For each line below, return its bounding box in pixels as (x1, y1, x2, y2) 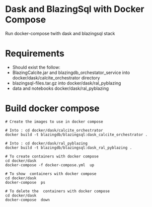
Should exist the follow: (12, 64, 61, 70)
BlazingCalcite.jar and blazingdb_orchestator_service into (12, 69, 130, 75)
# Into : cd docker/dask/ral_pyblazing (5, 140, 88, 146)
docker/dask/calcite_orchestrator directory (12, 74, 100, 80)
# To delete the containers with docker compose (5, 189, 110, 194)
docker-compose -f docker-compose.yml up (5, 162, 94, 167)
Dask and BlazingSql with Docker (5, 3, 145, 15)
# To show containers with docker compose (5, 171, 97, 176)
